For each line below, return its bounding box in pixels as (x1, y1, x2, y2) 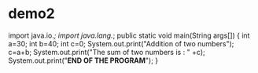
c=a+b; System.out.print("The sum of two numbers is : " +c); (8, 47, 206, 57)
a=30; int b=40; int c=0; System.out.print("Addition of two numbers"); (8, 38, 234, 48)
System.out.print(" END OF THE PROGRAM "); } (8, 56, 159, 65)
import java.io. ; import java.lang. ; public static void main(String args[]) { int (8, 31, 250, 40)
